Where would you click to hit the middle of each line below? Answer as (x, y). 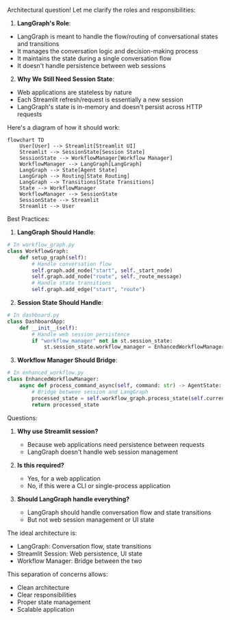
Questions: (22, 417)
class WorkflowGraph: (38, 251)
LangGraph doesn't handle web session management (103, 452)
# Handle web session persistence (81, 334)
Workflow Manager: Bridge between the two (79, 561)
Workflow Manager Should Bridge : (67, 360)
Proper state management (54, 602)
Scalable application (46, 609)
